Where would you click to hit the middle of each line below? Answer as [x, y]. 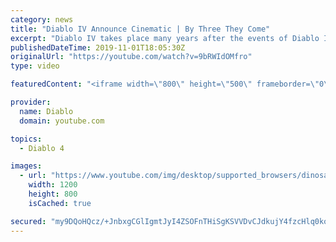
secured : [28, 221]
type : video [35, 66]
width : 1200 [53, 185]
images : [26, 166]
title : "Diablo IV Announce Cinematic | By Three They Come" [140, 29]
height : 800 [53, 194]
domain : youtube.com [62, 121]
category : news [42, 19]
